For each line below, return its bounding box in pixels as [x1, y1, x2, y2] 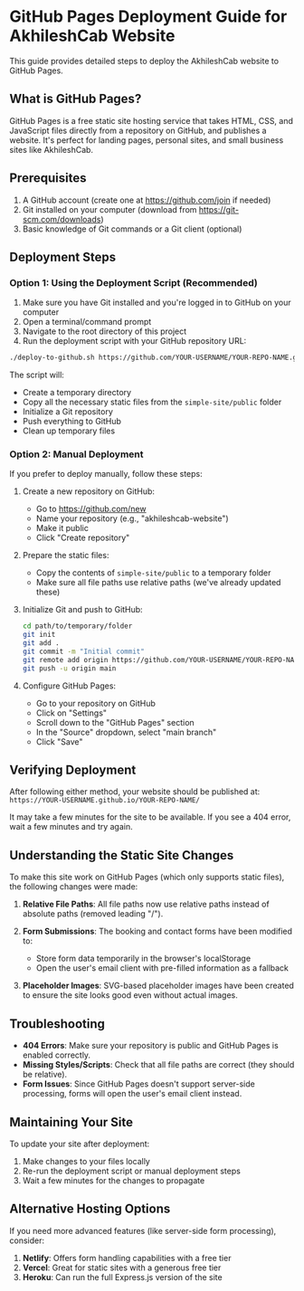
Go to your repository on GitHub [35, 698, 156, 708]
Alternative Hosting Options [9, 1201, 171, 1217]
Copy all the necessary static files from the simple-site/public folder [22, 396, 282, 408]
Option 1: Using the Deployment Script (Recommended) [9, 276, 258, 289]
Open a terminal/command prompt [22, 317, 152, 327]
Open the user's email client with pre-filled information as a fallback [35, 963, 290, 973]
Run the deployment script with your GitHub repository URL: [22, 336, 247, 346]
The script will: [9, 369, 65, 381]
